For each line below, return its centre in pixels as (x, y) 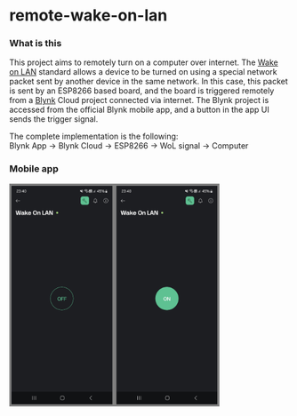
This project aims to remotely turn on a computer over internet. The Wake (144, 62)
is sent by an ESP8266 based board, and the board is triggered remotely (142, 91)
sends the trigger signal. (54, 119)
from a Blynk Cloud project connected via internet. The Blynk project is (139, 100)
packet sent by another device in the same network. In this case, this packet (149, 82)
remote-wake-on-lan (88, 16)
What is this (36, 44)
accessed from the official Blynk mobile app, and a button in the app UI (139, 110)
